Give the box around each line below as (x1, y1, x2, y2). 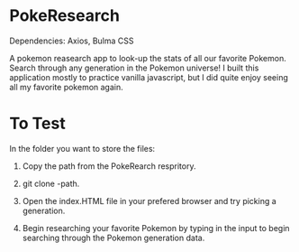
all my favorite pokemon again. (9, 81, 123, 92)
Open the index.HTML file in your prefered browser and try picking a (22, 195, 276, 206)
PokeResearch (9, 5, 120, 26)
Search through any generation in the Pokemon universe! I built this (9, 62, 259, 73)
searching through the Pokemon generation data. (22, 232, 205, 243)
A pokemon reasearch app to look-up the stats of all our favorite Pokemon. (9, 52, 286, 63)
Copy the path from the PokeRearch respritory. (22, 160, 196, 172)
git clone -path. (22, 178, 80, 189)
